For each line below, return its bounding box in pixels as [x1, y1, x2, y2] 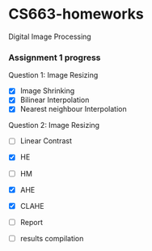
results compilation [19, 233, 84, 243]
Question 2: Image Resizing [8, 121, 99, 130]
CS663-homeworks [8, 5, 144, 23]
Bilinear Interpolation [19, 95, 90, 105]
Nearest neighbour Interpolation [19, 104, 127, 114]
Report [19, 217, 43, 227]
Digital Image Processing [8, 32, 91, 41]
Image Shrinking [19, 86, 75, 96]
